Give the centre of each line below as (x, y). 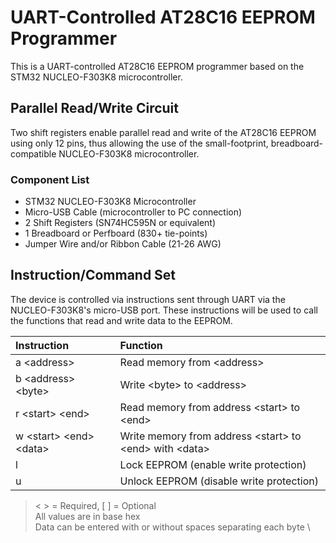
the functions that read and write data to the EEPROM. (121, 320)
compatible (33, 153)
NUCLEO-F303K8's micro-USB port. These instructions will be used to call (164, 310)
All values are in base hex (87, 516)
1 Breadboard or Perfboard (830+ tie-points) (116, 233)
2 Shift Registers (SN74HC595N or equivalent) (120, 223)
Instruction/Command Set (93, 275)
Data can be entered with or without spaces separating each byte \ (172, 527)
